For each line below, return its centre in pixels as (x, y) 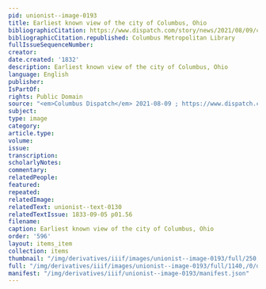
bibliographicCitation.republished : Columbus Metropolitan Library (122, 38)
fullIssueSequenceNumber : (51, 45)
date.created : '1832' (44, 60)
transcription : (33, 155)
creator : (23, 52)
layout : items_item (40, 244)
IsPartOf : (25, 89)
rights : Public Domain (46, 97)
